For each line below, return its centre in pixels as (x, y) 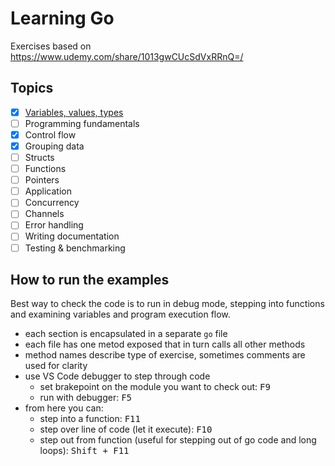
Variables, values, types (74, 112)
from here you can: (64, 408)
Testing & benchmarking (75, 248)
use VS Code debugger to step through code (117, 376)
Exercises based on (51, 46)
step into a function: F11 (90, 419)
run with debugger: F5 (86, 398)
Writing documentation (72, 236)
